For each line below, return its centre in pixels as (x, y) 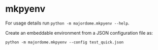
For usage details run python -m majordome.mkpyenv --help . (67, 23)
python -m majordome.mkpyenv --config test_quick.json (65, 42)
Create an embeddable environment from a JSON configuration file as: (79, 33)
